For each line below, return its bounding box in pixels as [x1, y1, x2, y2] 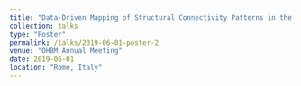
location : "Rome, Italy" [9, 64, 103, 73]
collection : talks [9, 21, 78, 30]
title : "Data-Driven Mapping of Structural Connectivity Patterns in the [9, 13, 293, 22]
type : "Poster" [9, 30, 67, 39]
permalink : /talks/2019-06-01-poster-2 [9, 38, 160, 47]
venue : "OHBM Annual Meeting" [9, 47, 123, 56]
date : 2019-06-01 [9, 55, 75, 64]
